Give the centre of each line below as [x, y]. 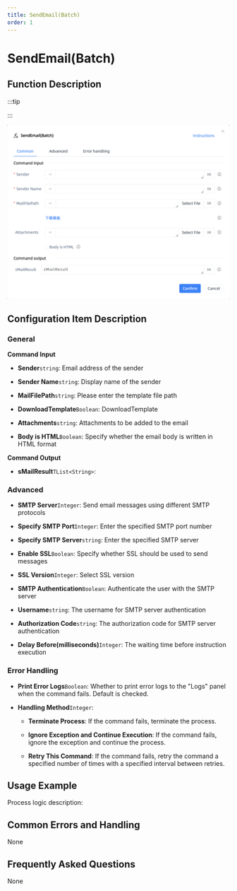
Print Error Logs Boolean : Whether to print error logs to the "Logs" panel [121, 686]
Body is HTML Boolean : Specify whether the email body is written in [115, 436]
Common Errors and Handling [74, 825]
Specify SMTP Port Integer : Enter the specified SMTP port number [115, 526]
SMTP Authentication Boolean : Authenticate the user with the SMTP [116, 589]
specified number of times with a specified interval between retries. [126, 763]
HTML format [37, 444]
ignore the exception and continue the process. [97, 742]
